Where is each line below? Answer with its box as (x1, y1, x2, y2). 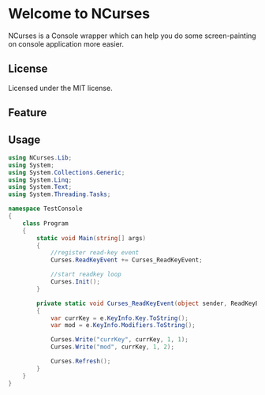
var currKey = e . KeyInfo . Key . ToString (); (50, 314, 189, 322)
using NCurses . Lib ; (8, 153, 73, 162)
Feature (8, 106, 47, 119)
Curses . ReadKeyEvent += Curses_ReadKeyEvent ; (50, 256, 203, 265)
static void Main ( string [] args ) (36, 234, 147, 242)
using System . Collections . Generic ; (8, 168, 125, 176)
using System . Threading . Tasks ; (8, 190, 111, 198)
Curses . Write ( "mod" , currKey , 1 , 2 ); (50, 343, 175, 352)
